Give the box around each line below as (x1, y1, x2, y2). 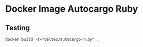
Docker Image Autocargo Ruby (5, 3, 138, 15)
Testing (5, 24, 30, 32)
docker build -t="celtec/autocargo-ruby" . (5, 37, 100, 42)
